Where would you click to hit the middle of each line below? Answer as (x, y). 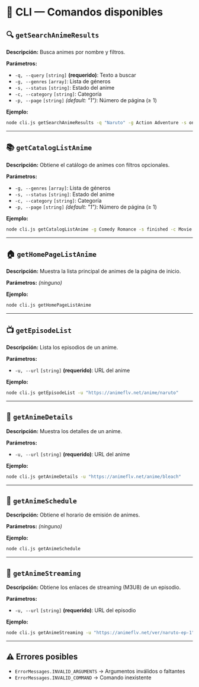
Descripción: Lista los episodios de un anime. (62, 348)
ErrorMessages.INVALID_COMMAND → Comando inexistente (83, 677)
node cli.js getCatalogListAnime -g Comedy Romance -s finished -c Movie (99, 229)
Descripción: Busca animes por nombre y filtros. (66, 52)
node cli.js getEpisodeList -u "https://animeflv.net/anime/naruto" (92, 393)
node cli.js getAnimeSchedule (44, 549)
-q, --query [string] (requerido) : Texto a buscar (75, 75)
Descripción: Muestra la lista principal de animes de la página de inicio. (94, 271)
